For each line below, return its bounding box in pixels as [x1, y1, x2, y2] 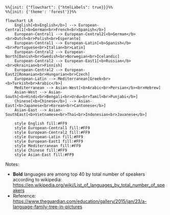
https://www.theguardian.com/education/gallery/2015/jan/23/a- [12, 198, 147, 204]
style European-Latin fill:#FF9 [14, 134, 83, 139]
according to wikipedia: [12, 177, 62, 182]
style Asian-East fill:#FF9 [14, 152, 74, 157]
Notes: [5, 161, 19, 167]
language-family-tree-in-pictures [12, 204, 83, 209]
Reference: [12, 193, 36, 199]
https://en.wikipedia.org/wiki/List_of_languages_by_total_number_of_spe [12, 182, 165, 188]
